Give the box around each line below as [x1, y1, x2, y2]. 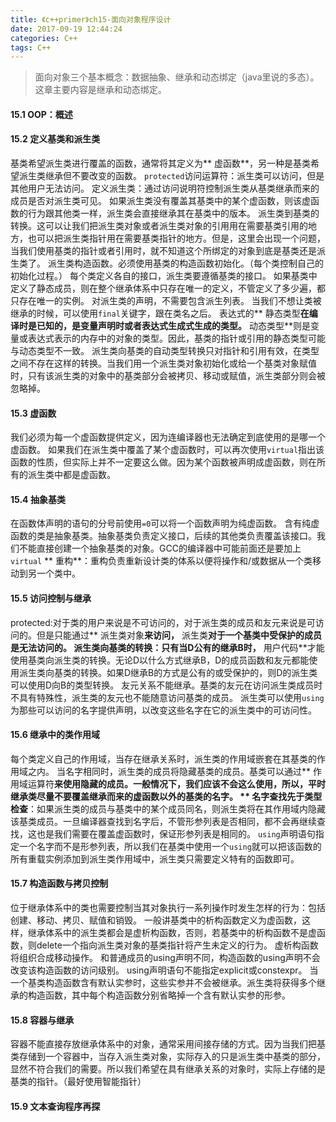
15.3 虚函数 [10, 407, 57, 419]
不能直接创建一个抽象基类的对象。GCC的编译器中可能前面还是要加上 [18, 542, 302, 555]
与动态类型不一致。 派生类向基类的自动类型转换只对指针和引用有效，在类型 [10, 345, 320, 357]
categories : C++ [10, 33, 78, 43]
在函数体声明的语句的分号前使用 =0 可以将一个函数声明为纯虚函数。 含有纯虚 [10, 517, 320, 530]
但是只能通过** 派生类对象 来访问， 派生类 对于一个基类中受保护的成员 [36, 629, 322, 641]
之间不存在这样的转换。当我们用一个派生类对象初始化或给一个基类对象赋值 [10, 357, 317, 370]
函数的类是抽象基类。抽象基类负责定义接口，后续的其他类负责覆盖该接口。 [10, 530, 317, 542]
